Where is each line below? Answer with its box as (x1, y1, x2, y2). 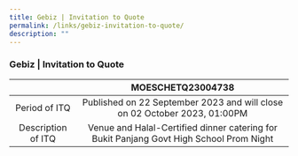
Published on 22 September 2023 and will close (82, 96, 284, 108)
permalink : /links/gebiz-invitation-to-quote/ (9, 21, 184, 30)
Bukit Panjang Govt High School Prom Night (91, 132, 274, 145)
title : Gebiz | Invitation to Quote (9, 12, 145, 22)
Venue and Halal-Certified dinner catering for (87, 121, 278, 133)
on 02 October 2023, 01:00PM (117, 107, 248, 119)
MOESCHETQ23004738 (130, 81, 235, 93)
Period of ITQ (14, 101, 71, 114)
